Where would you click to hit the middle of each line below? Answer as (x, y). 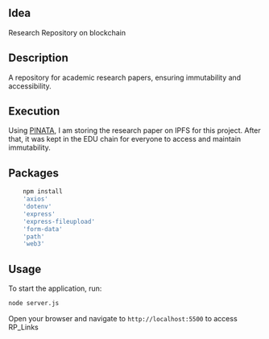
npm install (43, 192)
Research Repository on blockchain (67, 32)
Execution (34, 112)
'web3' (34, 244)
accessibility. (30, 86)
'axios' (35, 199)
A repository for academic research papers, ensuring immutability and (125, 77)
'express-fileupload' (59, 221)
